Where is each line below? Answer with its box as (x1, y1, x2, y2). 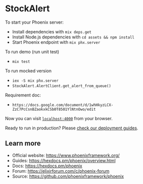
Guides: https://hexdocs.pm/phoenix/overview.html (12, 157, 116, 163)
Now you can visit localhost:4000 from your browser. (5, 115, 113, 121)
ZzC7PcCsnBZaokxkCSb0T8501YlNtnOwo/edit (12, 107, 96, 112)
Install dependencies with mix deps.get (12, 29, 92, 34)
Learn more (5, 139, 41, 148)
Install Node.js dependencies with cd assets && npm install (12, 34, 135, 40)
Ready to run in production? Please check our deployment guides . (5, 125, 139, 131)
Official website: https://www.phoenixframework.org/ (12, 152, 120, 158)
